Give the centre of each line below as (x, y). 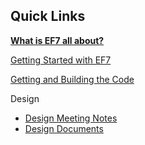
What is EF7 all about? (57, 40)
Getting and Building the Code (72, 79)
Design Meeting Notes (71, 118)
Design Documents (64, 128)
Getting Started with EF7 (61, 60)
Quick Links (48, 16)
